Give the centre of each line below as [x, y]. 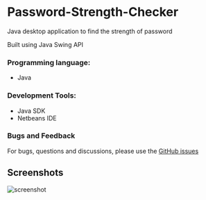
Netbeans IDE [37, 118]
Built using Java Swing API [45, 44]
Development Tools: [42, 96]
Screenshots [35, 173]
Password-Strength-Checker [93, 12]
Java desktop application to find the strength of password [90, 31]
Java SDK [31, 111]
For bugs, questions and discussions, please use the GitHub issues [103, 151]
